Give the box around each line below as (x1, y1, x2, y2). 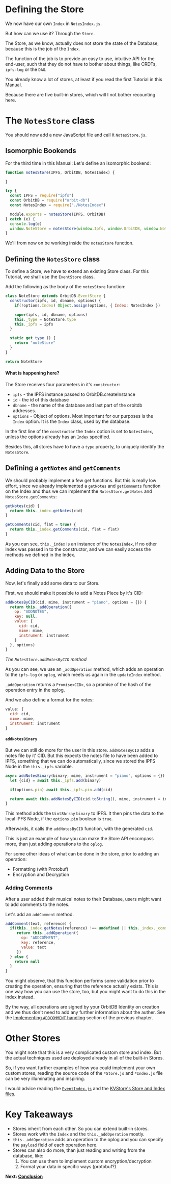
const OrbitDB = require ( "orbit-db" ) (10, 198, 90, 203)
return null (14, 959, 40, 964)
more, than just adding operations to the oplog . (5, 841, 103, 847)
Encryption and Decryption (12, 871, 70, 878)
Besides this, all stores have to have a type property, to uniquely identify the (5, 443, 164, 449)
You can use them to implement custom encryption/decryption (20, 1158, 152, 1164)
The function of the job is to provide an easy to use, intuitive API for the (5, 55, 155, 62)
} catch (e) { (5, 216, 36, 221)
